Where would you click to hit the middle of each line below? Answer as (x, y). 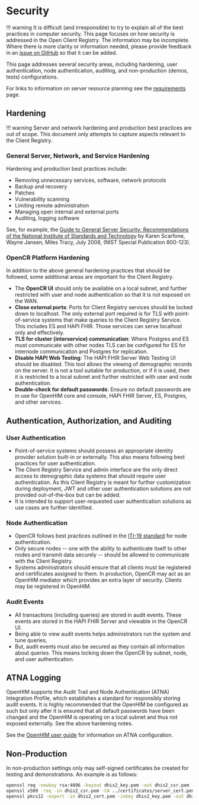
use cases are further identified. (54, 508)
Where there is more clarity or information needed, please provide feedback (99, 46)
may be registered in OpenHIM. (53, 586)
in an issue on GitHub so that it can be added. (62, 52)
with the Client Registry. (44, 561)
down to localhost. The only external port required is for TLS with (94, 314)
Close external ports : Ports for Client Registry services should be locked (104, 307)
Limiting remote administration (52, 206)
